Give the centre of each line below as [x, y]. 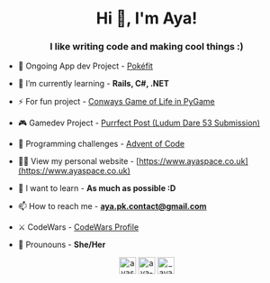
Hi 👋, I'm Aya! [147, 18]
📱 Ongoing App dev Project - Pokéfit [85, 66]
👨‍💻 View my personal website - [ [78, 161]
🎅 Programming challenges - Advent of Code [101, 144]
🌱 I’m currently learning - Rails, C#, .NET [93, 84]
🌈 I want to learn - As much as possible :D [97, 188]
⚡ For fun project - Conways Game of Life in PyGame [116, 102]
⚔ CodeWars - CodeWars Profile [78, 227]
